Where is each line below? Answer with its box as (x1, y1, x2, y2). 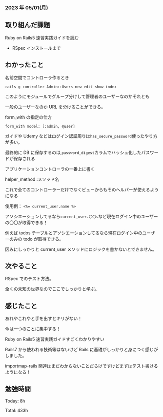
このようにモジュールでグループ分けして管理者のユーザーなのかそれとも (5, 94, 150, 99)
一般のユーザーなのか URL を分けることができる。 (5, 104, 106, 110)
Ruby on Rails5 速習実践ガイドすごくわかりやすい (5, 336, 105, 342)
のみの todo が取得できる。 (9, 236, 64, 242)
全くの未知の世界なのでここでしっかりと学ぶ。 (5, 286, 99, 292)
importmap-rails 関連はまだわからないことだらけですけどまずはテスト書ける (5, 363, 159, 369)
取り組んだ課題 (5, 21, 50, 29)
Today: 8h (5, 398, 25, 404)
